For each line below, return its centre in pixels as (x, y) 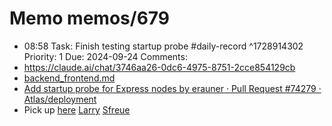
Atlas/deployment (60, 99)
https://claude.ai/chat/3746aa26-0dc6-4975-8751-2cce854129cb (159, 67)
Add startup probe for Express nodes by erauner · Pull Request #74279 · (172, 88)
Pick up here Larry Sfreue (77, 109)
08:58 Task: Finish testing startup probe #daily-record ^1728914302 (163, 46)
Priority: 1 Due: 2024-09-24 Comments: (105, 56)
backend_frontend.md (69, 78)
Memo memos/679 (90, 18)
